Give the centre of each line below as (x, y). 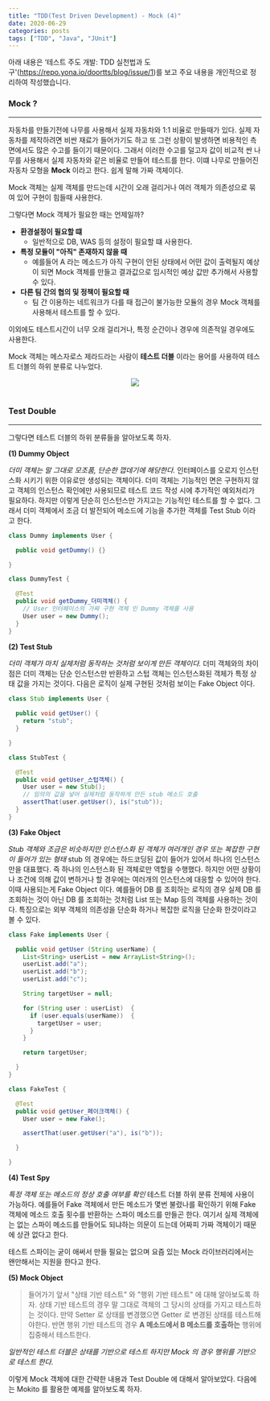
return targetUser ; (55, 1053)
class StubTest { (37, 758)
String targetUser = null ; (68, 994)
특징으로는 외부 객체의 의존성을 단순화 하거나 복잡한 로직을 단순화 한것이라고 (138, 909)
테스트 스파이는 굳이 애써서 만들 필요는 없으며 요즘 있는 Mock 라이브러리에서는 (131, 1252)
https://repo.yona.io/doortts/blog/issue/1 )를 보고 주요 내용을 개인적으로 (134, 72)
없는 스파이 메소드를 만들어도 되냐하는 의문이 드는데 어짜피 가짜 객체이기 (129, 1225)
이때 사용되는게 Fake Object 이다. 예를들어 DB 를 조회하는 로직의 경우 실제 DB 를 (135, 889)
